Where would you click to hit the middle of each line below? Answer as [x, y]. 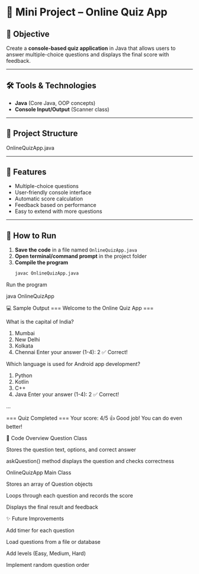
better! [14, 427]
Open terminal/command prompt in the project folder [81, 256]
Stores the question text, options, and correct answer [71, 449]
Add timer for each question [41, 531]
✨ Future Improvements [35, 519]
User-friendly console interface [53, 193]
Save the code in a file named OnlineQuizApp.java [76, 250]
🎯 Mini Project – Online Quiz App [87, 12]
